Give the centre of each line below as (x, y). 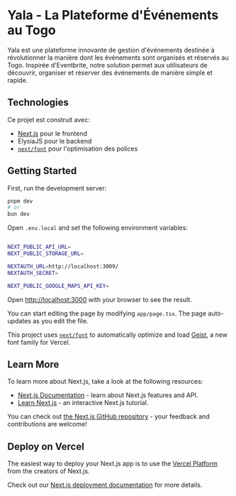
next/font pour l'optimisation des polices (78, 149)
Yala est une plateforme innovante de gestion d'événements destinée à (111, 50)
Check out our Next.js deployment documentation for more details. (105, 485)
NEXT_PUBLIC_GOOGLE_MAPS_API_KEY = (58, 286)
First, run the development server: (57, 188)
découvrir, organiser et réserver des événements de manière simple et (110, 72)
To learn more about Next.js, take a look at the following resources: (105, 382)
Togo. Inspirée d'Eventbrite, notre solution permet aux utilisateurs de (107, 65)
